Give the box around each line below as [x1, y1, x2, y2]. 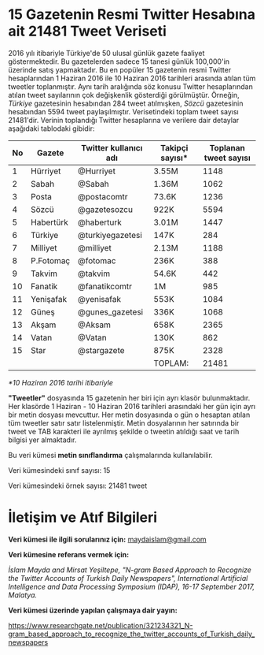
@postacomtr [77, 191, 128, 202]
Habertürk [31, 217, 69, 228]
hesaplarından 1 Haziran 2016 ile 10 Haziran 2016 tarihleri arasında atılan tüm [8, 73, 256, 83]
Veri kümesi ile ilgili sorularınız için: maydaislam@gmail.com [8, 534, 207, 544]
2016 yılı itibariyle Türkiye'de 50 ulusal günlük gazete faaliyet [8, 48, 205, 58]
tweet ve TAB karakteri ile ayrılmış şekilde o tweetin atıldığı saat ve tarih [8, 426, 240, 436]
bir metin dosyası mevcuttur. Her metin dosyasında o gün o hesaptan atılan [8, 410, 251, 419]
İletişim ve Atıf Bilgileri [8, 508, 158, 527]
